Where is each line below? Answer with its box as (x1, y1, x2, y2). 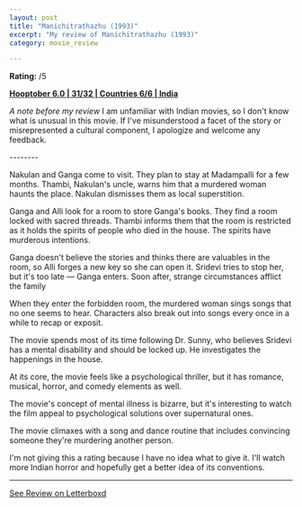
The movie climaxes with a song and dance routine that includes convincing (9, 425, 290, 437)
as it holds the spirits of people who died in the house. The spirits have (9, 225, 271, 236)
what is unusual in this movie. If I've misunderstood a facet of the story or (9, 115, 281, 126)
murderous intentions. (9, 235, 91, 246)
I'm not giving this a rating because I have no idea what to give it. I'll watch (9, 452, 286, 464)
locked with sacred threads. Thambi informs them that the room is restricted (9, 215, 291, 226)
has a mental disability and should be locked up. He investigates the (9, 344, 262, 356)
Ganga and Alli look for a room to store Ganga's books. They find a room (9, 206, 278, 217)
